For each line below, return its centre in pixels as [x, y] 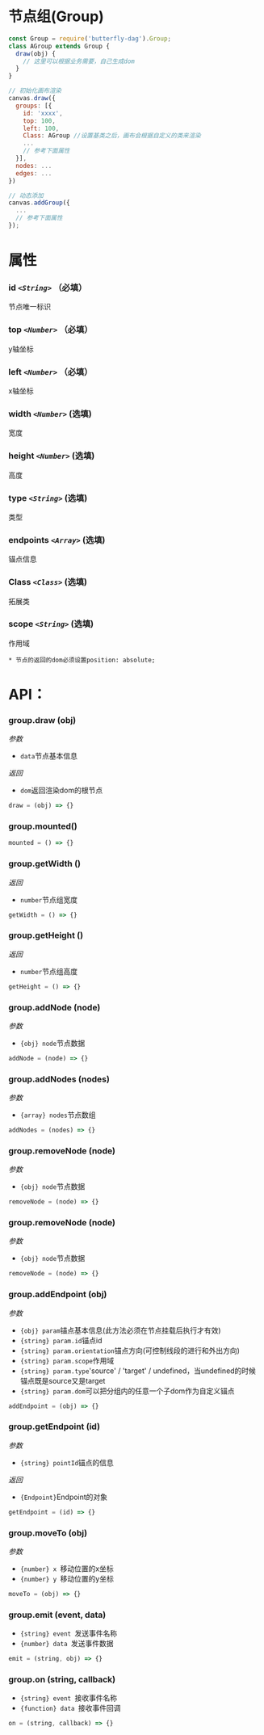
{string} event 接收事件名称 [69, 1698]
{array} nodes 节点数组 [58, 1115]
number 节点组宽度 [49, 899]
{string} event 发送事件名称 [69, 1633]
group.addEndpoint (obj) [58, 1295]
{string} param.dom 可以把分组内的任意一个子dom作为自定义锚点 [127, 1391]
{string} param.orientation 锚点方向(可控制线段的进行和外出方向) [130, 1351]
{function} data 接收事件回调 [70, 1708]
